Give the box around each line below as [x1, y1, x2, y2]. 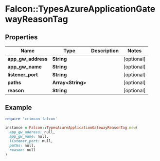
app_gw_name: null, [9, 134, 49, 139]
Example [5, 103, 32, 112]
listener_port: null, [9, 139, 53, 144]
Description [91, 48, 119, 54]
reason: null [9, 148, 36, 153]
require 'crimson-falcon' [5, 116, 57, 121]
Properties [5, 33, 38, 41]
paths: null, [9, 143, 36, 148]
